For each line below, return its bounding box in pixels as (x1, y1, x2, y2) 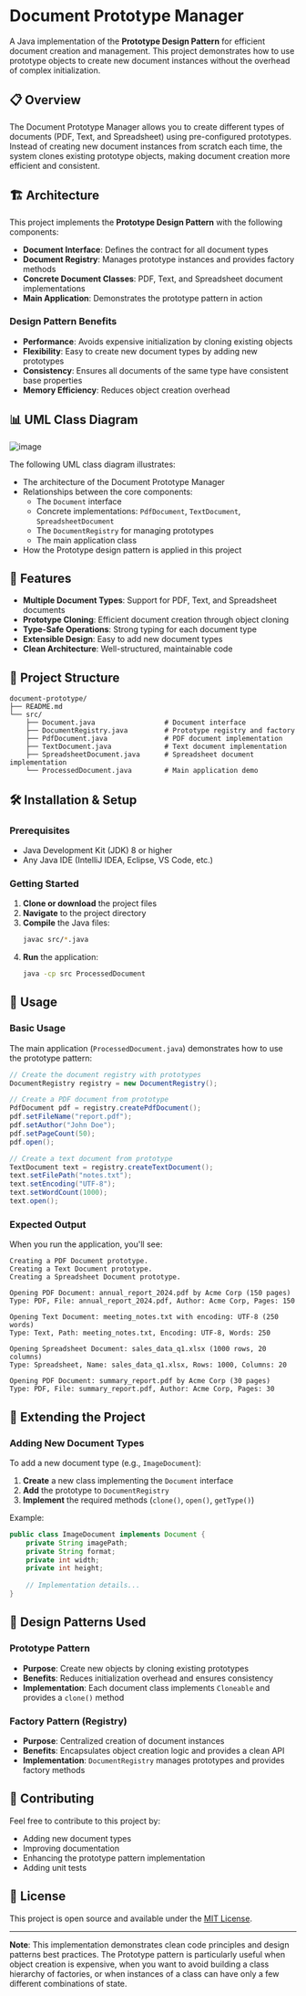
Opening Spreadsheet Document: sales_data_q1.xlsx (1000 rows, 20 (9, 1345, 267, 1354)
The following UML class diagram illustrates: (9, 459, 176, 470)
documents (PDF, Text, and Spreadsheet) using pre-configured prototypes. (9, 131, 291, 142)
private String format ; (25, 1547, 117, 1556)
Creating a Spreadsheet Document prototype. (9, 1273, 181, 1282)
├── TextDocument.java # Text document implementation (25, 742, 287, 752)
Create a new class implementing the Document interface (22, 1474, 234, 1485)
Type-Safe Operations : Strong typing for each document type (22, 624, 258, 635)
